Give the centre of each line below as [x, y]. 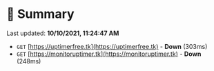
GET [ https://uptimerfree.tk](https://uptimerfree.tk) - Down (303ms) [112, 46]
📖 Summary [40, 14]
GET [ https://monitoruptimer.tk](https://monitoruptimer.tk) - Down [109, 54]
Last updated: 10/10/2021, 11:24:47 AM [63, 33]
